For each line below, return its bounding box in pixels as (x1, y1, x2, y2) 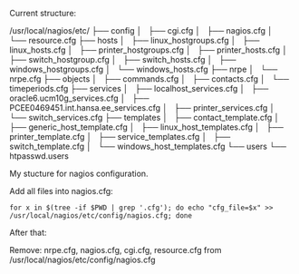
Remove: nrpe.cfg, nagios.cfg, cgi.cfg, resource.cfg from (9, 245, 222, 255)
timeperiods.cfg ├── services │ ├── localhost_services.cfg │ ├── (9, 83, 269, 93)
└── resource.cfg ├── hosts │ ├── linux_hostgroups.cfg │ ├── (9, 35, 260, 45)
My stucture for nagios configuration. (9, 168, 149, 179)
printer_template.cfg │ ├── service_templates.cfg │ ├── (9, 132, 231, 142)
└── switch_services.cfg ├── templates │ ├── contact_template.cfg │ (9, 113, 280, 122)
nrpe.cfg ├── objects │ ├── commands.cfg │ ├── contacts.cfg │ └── (9, 73, 290, 84)
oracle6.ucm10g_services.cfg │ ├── (9, 93, 149, 103)
